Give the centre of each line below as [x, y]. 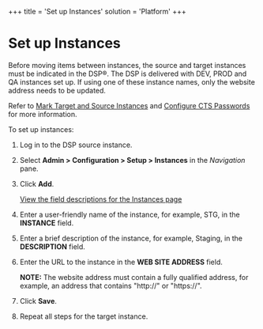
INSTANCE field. [47, 223]
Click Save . [38, 301]
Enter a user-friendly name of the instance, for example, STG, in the [130, 214]
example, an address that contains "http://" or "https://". [111, 286]
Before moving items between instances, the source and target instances [127, 65]
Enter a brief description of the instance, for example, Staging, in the [131, 238]
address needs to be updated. [57, 90]
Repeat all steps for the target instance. [84, 316]
